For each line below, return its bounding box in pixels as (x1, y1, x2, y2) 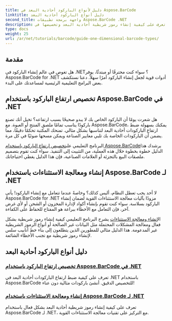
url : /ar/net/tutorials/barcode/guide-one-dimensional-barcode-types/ (5, 36, 159, 42)
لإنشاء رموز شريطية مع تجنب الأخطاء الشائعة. (5, 232, 92, 238)
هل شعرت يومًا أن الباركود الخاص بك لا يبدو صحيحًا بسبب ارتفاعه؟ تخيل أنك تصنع (5, 116, 158, 122)
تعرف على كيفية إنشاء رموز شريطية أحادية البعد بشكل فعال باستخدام (5, 304, 137, 310)
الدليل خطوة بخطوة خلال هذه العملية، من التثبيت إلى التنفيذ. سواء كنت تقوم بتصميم (5, 148, 163, 154)
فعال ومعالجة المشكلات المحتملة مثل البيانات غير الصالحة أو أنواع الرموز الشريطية (5, 222, 161, 228)
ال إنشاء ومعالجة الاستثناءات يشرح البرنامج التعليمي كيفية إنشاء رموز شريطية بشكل (5, 216, 161, 222)
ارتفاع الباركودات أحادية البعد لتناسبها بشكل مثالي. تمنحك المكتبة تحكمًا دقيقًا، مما (5, 127, 158, 133)
